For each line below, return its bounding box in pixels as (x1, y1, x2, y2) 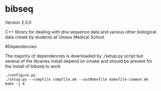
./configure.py (5, 73, 36, 77)
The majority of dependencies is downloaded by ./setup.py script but (5, 53, 144, 59)
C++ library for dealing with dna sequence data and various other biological (5, 29, 157, 35)
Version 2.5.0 (5, 19, 32, 25)
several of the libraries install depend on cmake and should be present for (5, 58, 153, 64)
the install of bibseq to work (5, 63, 61, 69)
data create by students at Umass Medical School (5, 34, 104, 40)
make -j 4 (5, 81, 25, 86)
